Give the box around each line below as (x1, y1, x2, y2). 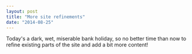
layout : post (6, 8, 38, 15)
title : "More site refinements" (6, 14, 85, 20)
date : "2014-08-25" (6, 19, 54, 25)
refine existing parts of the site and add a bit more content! (6, 41, 149, 48)
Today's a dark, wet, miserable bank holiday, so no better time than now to (6, 35, 187, 42)
